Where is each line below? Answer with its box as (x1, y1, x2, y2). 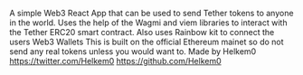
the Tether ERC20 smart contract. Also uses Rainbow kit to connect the (9, 27, 275, 37)
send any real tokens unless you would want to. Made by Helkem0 (9, 46, 257, 57)
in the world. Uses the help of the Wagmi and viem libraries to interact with (9, 17, 288, 28)
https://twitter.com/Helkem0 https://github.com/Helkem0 (9, 56, 222, 66)
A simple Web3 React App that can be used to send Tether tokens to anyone (9, 8, 294, 18)
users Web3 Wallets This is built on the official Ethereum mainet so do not (9, 36, 284, 47)
